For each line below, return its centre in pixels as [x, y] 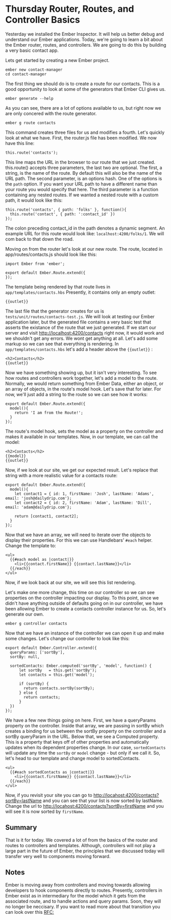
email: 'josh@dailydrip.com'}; [39, 498]
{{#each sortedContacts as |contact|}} [52, 772]
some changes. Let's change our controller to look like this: [68, 638]
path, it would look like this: [34, 200]
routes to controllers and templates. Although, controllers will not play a [80, 845]
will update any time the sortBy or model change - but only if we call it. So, [83, 753]
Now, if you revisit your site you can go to [49, 795]
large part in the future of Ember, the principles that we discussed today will [85, 851]
